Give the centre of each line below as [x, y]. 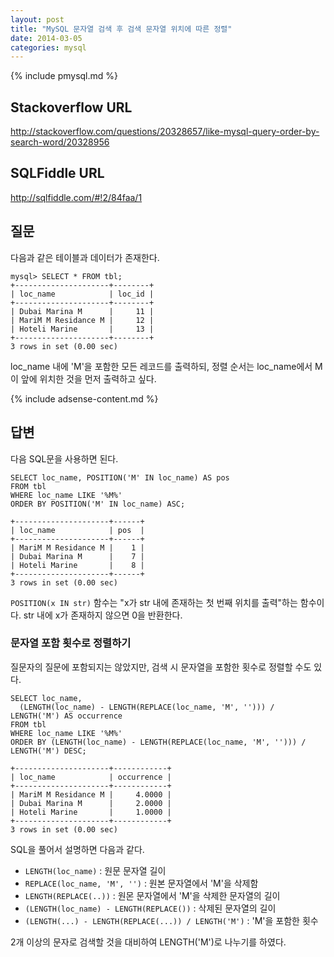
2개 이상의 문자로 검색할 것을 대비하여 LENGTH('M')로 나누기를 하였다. [148, 942]
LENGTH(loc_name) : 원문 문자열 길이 [95, 870]
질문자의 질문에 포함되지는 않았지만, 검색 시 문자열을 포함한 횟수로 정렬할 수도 [161, 667]
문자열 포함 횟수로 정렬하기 [71, 643]
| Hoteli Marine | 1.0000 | [91, 812]
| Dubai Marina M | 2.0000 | [91, 803]
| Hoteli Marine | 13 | [82, 329]
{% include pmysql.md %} [64, 76]
